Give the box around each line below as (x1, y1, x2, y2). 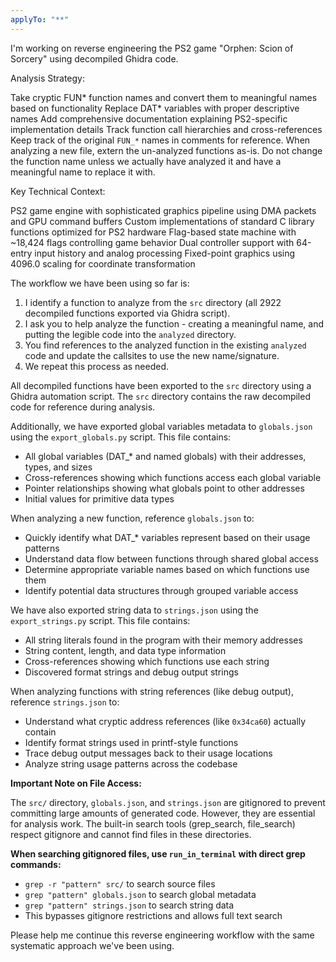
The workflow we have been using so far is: (10, 277, 190, 289)
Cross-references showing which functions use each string (24, 655, 270, 667)
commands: (10, 858, 62, 870)
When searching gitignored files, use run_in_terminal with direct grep (10, 847, 306, 860)
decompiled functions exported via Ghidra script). (24, 307, 231, 319)
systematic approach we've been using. (10, 939, 175, 951)
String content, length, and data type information (24, 644, 227, 656)
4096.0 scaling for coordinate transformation (10, 257, 196, 270)
